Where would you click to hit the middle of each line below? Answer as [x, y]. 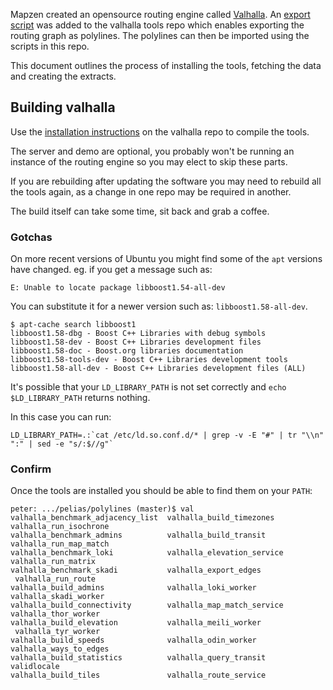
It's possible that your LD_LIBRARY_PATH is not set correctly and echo [148, 387]
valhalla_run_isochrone [60, 527]
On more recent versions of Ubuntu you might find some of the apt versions [166, 259]
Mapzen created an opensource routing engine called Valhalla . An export [160, 14]
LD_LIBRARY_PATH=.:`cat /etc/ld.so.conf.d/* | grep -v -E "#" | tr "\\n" [167, 435]
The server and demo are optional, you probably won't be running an [152, 151]
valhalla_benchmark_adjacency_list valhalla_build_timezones [142, 518]
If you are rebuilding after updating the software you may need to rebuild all [166, 181]
